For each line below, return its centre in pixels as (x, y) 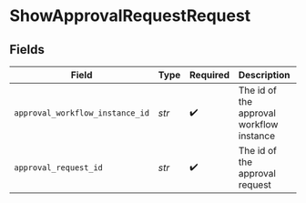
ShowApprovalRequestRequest (130, 16)
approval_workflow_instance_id (82, 113)
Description (264, 75)
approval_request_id (58, 168)
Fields (27, 50)
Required (210, 75)
